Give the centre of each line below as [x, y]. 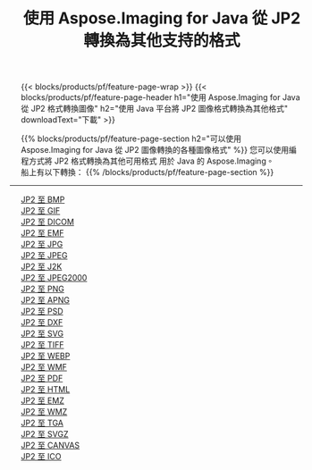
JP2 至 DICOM [47, 222]
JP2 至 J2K [42, 267]
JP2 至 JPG [42, 244]
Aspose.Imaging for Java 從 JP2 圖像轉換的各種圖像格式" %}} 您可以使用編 [159, 150]
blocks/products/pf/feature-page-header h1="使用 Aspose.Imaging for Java [160, 97]
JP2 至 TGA [42, 423]
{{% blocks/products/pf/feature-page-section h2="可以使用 [131, 138]
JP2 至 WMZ [44, 412]
